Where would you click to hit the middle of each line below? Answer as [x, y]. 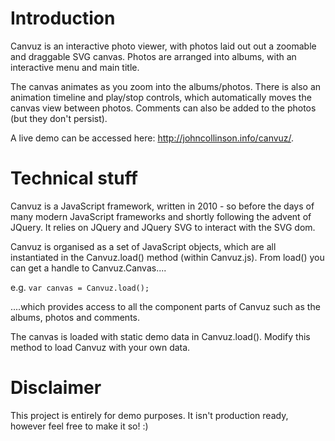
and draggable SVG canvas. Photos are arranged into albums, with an [153, 56]
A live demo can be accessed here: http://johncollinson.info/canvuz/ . [152, 138]
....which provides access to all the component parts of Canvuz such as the [165, 306]
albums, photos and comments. [75, 317]
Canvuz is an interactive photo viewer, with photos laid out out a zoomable [163, 46]
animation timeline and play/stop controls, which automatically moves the [161, 97]
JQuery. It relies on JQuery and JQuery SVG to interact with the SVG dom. [163, 227]
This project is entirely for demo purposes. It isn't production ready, [149, 415]
